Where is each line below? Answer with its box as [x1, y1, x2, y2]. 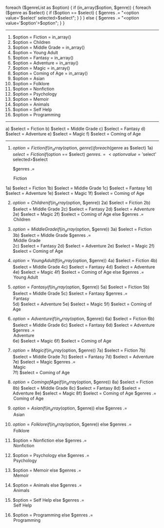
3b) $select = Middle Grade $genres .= [12, 232, 91, 238]
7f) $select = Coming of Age [12, 369, 70, 375]
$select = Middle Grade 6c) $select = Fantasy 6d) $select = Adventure [12, 322, 155, 328]
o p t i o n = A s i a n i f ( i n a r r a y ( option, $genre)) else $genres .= [12, 405, 128, 413]
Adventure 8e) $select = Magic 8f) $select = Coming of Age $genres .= [12, 390, 157, 396]
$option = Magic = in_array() [12, 65, 70, 71]
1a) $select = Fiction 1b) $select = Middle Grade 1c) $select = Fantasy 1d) [5, 185, 153, 191]
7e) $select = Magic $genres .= [12, 358, 76, 365]
